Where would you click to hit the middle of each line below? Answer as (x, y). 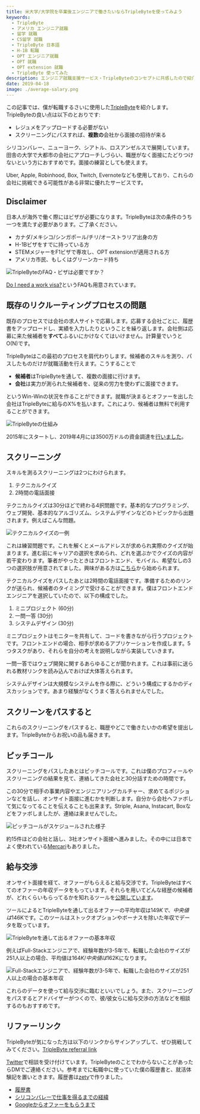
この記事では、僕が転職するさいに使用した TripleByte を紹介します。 (89, 107)
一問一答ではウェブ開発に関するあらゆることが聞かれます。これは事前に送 (97, 664)
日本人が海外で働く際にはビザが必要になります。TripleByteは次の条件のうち (99, 217)
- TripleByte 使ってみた (40, 73)
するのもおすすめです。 (35, 1005)
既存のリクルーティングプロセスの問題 (76, 305)
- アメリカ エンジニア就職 (40, 28)
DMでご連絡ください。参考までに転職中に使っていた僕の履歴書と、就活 (99, 1069)
